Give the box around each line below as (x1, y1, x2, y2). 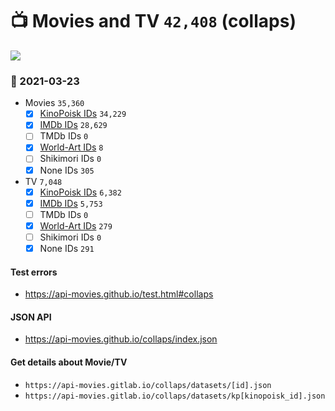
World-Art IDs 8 (39, 141, 104, 153)
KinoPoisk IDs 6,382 (39, 186, 122, 198)
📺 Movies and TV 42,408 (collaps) (10, 10, 297, 33)
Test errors (10, 266, 58, 278)
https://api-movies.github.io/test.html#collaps (24, 288, 214, 300)
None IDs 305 (39, 164, 95, 176)
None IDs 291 (39, 242, 95, 254)
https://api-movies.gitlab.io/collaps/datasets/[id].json (24, 380, 272, 390)
